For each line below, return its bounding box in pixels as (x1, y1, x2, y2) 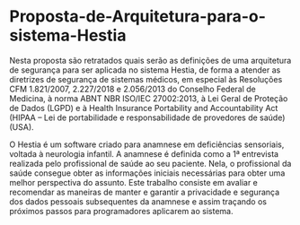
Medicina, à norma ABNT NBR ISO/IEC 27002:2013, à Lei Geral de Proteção (9, 92, 288, 104)
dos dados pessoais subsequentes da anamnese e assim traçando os (9, 195, 268, 207)
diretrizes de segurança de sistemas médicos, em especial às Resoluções (9, 74, 283, 84)
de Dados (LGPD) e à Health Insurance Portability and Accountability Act (9, 102, 278, 113)
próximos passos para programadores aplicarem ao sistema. (9, 205, 234, 216)
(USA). (9, 121, 34, 132)
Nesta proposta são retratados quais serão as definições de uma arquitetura (9, 55, 292, 65)
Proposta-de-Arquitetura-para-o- (9, 6, 267, 27)
